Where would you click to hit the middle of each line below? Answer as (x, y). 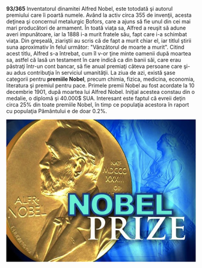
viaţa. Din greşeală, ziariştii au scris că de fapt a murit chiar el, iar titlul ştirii (99, 41)
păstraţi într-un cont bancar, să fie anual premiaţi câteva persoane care (94, 66)
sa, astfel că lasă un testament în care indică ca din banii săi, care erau (94, 60)
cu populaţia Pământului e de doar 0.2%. (57, 111)
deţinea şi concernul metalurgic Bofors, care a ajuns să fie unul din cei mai (99, 21)
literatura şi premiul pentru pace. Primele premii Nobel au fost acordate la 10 (100, 86)
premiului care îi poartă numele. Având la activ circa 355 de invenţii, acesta (99, 15)
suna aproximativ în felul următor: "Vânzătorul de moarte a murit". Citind (95, 47)
